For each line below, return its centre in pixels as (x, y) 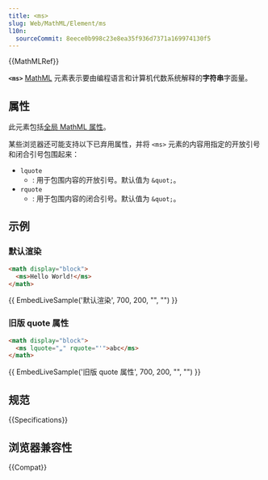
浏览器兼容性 (40, 447)
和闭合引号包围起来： (44, 154)
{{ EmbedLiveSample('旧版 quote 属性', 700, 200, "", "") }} (105, 372)
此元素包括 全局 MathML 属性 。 (59, 127)
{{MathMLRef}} (33, 61)
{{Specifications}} (38, 420)
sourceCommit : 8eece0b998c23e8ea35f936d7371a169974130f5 (113, 38)
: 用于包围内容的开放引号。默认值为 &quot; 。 (106, 180)
